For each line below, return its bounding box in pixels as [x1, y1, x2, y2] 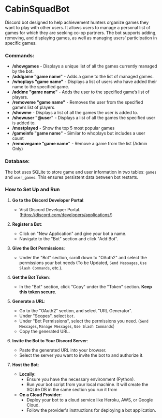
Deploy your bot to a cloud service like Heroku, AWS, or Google [26, 397, 153, 402]
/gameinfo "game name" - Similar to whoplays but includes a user [12, 130, 146, 136]
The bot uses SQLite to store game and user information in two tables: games [5, 169, 157, 175]
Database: [5, 158, 30, 165]
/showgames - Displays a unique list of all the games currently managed [12, 63, 158, 69]
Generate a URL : [12, 298, 45, 304]
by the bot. [12, 68, 34, 74]
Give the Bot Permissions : [12, 245, 65, 251]
